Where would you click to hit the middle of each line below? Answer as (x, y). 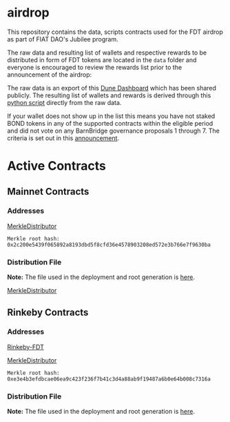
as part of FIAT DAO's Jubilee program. (63, 39)
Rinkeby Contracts (48, 312)
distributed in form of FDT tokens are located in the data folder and (102, 59)
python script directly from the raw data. (64, 102)
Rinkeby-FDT (26, 347)
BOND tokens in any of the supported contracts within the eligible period (110, 123)
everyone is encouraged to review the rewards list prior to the (95, 67)
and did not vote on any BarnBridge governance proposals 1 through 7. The (114, 131)
